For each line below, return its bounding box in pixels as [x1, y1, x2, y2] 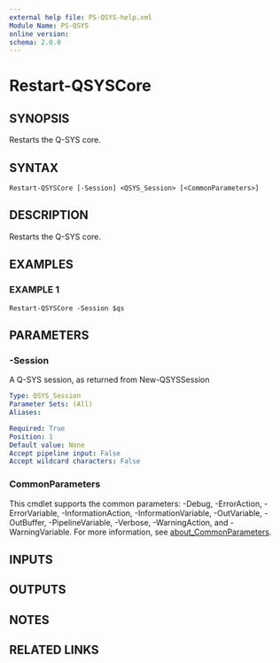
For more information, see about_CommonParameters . [74, 526, 272, 537]
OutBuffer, [9, 517, 47, 527]
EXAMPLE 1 [9, 284, 60, 296]
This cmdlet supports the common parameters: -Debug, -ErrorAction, [9, 498, 263, 509]
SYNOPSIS [9, 111, 70, 126]
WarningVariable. [9, 526, 73, 537]
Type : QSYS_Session [9, 392, 82, 401]
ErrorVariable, [9, 507, 60, 519]
